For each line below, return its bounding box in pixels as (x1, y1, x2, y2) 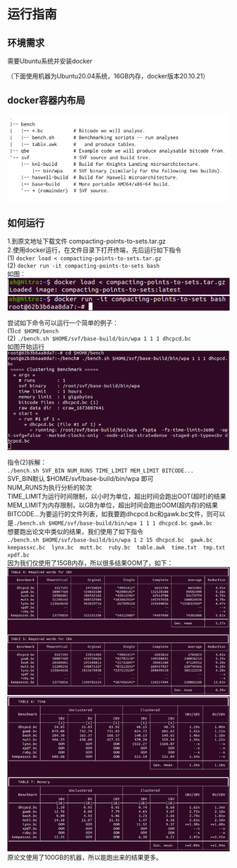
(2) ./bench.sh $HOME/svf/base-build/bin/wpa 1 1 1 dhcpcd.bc (7, 333, 192, 343)
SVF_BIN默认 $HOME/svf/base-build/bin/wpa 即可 (7, 474, 154, 482)
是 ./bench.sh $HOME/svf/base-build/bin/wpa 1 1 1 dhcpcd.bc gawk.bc (7, 518, 213, 527)
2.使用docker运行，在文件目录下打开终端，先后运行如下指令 (7, 246, 182, 254)
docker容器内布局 (7, 95, 86, 107)
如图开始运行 (7, 342, 44, 350)
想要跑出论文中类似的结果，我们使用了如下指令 (7, 527, 143, 535)
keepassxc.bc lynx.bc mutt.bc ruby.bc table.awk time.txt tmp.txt (7, 544, 226, 551)
